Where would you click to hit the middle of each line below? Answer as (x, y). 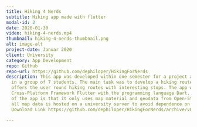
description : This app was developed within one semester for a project (97, 77)
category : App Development (39, 60)
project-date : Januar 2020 (39, 50)
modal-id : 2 (21, 22)
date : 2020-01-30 (27, 28)
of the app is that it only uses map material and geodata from (91, 98)
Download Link (28, 109)
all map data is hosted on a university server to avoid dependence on (101, 104)
